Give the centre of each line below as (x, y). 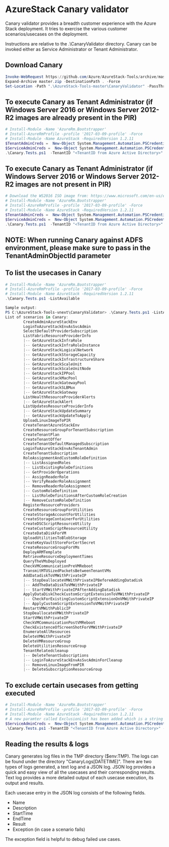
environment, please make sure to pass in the (78, 248)
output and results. (25, 783)
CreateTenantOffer (43, 439)
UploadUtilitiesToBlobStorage (55, 538)
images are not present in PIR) (63, 184)
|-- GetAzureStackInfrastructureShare (64, 359)
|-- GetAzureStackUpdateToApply (57, 416)
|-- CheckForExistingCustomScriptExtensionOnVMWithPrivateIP (89, 599)
